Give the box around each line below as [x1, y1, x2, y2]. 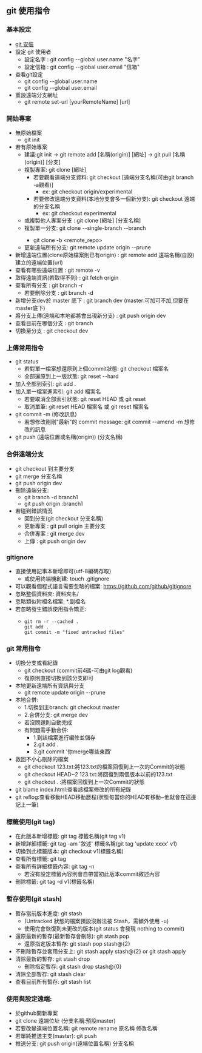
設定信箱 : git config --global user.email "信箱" [24, 63, 140, 70]
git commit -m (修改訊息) [15, 411, 77, 418]
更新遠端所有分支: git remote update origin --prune [24, 243, 152, 251]
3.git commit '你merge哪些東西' [33, 748, 112, 755]
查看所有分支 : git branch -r [15, 281, 84, 289]
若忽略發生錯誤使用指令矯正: [15, 605, 86, 613]
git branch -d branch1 [24, 493, 78, 500]
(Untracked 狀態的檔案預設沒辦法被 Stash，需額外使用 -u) [24, 917, 169, 924]
